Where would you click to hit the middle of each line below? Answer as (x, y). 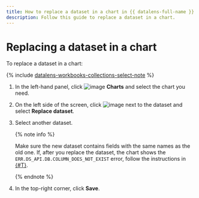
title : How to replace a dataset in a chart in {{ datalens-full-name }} (100, 12)
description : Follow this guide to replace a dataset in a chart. (91, 17)
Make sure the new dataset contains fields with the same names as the (102, 146)
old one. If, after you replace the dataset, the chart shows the (90, 152)
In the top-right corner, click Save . (57, 188)
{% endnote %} (34, 177)
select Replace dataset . (45, 111)
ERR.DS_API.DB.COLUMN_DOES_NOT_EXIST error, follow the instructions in (100, 159)
